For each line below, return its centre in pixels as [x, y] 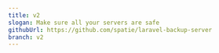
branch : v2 [26, 37]
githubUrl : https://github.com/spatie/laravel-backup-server [110, 30]
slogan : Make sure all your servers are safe [84, 23]
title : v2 [24, 15]
